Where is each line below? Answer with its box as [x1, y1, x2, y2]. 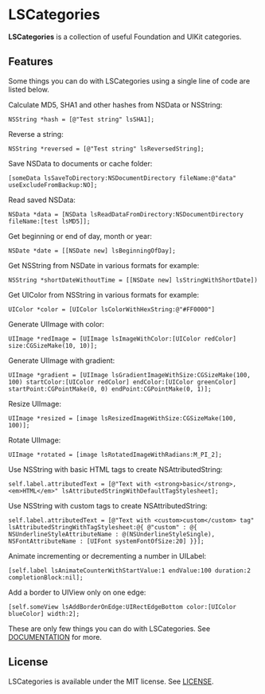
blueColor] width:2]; [8, 610, 80, 618]
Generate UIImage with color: [8, 319, 105, 329]
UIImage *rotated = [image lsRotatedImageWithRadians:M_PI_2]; [8, 450, 223, 458]
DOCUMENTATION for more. [8, 632, 102, 641]
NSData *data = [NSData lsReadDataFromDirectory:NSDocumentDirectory [8, 210, 244, 218]
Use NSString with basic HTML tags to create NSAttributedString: [8, 464, 223, 474]
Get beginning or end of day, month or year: [8, 231, 153, 240]
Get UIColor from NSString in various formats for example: [8, 290, 200, 299]
